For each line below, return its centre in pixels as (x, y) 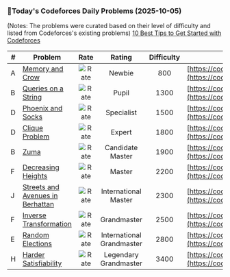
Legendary (121, 255)
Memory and (43, 69)
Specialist (122, 112)
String (32, 97)
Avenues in (40, 196)
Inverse (34, 215)
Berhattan (38, 204)
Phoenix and (42, 108)
